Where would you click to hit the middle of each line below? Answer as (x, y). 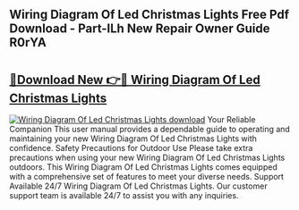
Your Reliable (231, 119)
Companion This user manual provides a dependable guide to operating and (150, 129)
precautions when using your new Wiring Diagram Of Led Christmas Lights (147, 157)
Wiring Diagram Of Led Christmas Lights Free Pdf (149, 15)
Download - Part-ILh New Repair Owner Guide (140, 29)
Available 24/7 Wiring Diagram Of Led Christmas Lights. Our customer (138, 186)
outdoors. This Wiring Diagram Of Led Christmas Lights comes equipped (143, 167)
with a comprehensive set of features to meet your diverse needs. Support (147, 176)
